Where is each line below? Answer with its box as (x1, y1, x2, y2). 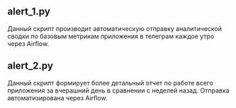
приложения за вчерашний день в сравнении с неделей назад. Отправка (7, 86, 230, 95)
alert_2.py (7, 60, 53, 72)
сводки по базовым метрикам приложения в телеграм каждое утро (7, 32, 215, 40)
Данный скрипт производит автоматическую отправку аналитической (7, 24, 222, 32)
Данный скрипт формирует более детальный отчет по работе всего (7, 78, 214, 87)
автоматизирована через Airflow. (7, 93, 108, 102)
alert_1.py (7, 6, 51, 18)
